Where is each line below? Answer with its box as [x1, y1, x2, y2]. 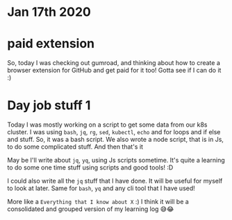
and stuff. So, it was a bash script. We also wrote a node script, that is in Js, [7, 136, 224, 144]
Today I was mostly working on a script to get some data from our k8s [7, 120, 208, 129]
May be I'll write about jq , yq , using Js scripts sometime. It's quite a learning [7, 156, 225, 165]
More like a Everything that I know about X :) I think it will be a [7, 198, 189, 206]
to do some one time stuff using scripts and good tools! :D [7, 163, 174, 172]
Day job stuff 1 [7, 98, 91, 113]
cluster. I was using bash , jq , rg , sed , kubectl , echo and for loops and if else [7, 128, 221, 136]
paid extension [7, 36, 95, 52]
